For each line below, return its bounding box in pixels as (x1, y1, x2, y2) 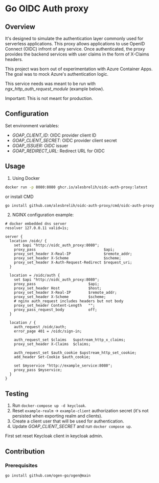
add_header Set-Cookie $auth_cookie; (14, 355, 91, 360)
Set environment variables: (5, 122, 59, 128)
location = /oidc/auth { (9, 273, 60, 278)
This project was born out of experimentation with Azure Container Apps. (5, 66, 153, 72)
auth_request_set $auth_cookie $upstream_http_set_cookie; (14, 350, 137, 355)
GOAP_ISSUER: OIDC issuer (12, 142, 68, 148)
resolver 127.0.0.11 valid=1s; (5, 226, 69, 231)
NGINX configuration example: (12, 212, 74, 218)
